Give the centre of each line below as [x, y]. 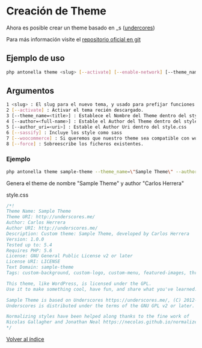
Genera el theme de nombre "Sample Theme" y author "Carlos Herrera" [95, 183]
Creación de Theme [56, 11]
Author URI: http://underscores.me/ [52, 228]
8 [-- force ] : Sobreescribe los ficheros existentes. [75, 144]
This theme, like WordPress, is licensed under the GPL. [79, 284]
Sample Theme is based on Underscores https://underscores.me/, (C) [94, 300]
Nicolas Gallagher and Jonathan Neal [54, 322]
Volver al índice [25, 339]
